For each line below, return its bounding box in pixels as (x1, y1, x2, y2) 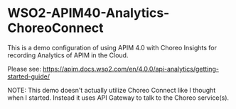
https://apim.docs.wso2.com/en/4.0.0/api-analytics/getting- (42, 64, 219, 73)
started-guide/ (7, 72, 50, 81)
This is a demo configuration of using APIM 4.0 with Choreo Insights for (7, 43, 217, 52)
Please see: (7, 64, 41, 73)
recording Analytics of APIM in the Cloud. (7, 51, 129, 59)
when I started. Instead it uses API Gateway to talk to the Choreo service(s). (7, 93, 230, 102)
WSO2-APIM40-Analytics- (7, 5, 170, 21)
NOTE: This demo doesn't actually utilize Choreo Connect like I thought (7, 86, 216, 94)
